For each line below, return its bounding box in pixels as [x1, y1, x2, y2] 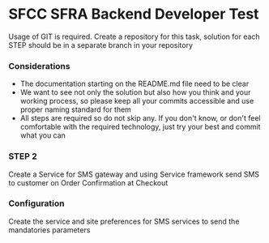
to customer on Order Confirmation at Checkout [8, 177, 169, 187]
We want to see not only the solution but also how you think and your [19, 87, 251, 97]
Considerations [8, 60, 70, 71]
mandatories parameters [8, 224, 91, 235]
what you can [19, 130, 66, 140]
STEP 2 [8, 151, 38, 162]
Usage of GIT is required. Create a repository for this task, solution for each [8, 32, 261, 41]
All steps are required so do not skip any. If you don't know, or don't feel [19, 113, 261, 123]
